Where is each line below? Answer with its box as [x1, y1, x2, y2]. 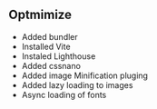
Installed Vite [21, 41, 71, 52]
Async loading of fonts [21, 89, 107, 100]
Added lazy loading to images [21, 79, 133, 90]
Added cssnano [21, 60, 81, 71]
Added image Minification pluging [21, 70, 149, 81]
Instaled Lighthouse [21, 50, 96, 62]
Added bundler [21, 31, 78, 42]
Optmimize [8, 7, 72, 23]
